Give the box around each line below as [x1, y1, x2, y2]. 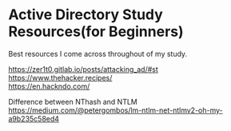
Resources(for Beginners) [8, 22, 184, 41]
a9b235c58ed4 [8, 113, 60, 123]
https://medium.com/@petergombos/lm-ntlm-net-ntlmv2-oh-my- [8, 105, 224, 115]
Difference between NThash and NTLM [8, 97, 138, 106]
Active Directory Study [8, 6, 164, 24]
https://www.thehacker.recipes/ [8, 73, 113, 82]
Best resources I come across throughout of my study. [8, 49, 188, 58]
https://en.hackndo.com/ [8, 81, 90, 91]
